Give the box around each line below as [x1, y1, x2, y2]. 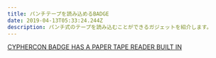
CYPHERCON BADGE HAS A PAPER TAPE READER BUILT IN [7, 43, 183, 52]
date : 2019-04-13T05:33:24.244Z [7, 17, 103, 24]
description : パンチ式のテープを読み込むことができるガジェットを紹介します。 [7, 23, 212, 30]
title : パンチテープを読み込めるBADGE [7, 10, 109, 18]
